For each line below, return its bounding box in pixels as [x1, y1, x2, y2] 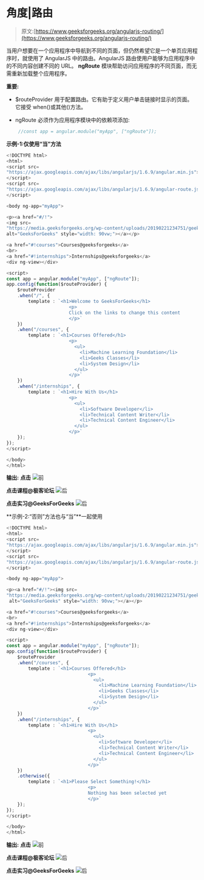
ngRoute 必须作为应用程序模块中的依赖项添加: [15, 116, 130, 123]
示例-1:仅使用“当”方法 [6, 140, 62, 147]
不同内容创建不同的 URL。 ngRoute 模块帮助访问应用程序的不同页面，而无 [11, 62, 197, 69]
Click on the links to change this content [69, 310, 181, 316]
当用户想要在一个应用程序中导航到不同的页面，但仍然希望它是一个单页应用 [6, 47, 192, 54]
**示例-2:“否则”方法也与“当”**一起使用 [6, 513, 103, 520]
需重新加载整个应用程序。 [6, 69, 70, 77]
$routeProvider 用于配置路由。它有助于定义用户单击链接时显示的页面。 [15, 96, 193, 103]
